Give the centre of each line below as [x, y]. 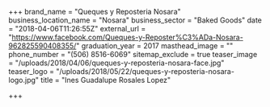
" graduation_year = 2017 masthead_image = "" [155, 46]
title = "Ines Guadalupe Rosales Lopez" [105, 80]
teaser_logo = [32, 71]
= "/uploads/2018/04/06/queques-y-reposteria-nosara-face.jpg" [116, 63]
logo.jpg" [23, 80]
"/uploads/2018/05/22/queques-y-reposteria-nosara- [145, 71]
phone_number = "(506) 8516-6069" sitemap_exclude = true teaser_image [133, 54]
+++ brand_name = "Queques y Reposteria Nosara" [95, 12]
